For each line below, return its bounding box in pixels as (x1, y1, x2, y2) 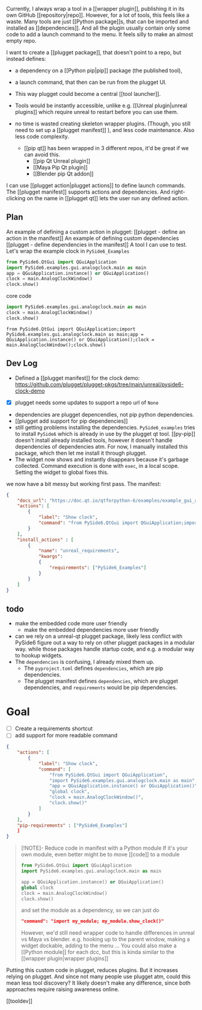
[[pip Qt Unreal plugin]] (32, 157, 91, 165)
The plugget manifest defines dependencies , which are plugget (23, 678, 179, 685)
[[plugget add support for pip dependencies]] (14, 417, 128, 425)
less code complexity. (14, 133, 69, 140)
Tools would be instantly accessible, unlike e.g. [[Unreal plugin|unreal (14, 102, 188, 109)
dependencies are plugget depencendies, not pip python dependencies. (14, 411, 194, 418)
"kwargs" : (38, 554, 63, 560)
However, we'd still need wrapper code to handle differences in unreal (20, 929, 195, 936)
